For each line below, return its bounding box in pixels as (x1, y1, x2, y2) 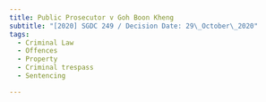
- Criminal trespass (17, 64, 94, 72)
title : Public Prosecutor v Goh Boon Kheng (9, 13, 175, 22)
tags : (9, 30, 30, 38)
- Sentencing (17, 72, 66, 81)
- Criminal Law (17, 38, 74, 47)
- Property (17, 55, 58, 64)
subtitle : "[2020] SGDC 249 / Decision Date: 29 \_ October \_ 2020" (9, 21, 258, 30)
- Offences (17, 47, 58, 55)
